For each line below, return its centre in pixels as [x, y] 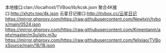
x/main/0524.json [23, 24]
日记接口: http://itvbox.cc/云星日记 [103, 13]
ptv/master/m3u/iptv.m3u [31, 35]
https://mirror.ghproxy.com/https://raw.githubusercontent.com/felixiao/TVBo [83, 40]
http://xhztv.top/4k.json [35, 13]
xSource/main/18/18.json [30, 45]
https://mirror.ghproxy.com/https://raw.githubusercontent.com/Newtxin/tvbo [83, 19]
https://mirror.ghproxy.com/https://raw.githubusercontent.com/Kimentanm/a [83, 29]
